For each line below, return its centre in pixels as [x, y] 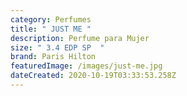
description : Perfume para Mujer [80, 38]
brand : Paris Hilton [53, 57]
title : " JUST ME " [51, 29]
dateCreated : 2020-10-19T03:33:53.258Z [93, 76]
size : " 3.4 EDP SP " [57, 47]
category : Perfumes [51, 19]
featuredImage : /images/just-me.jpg [86, 66]
